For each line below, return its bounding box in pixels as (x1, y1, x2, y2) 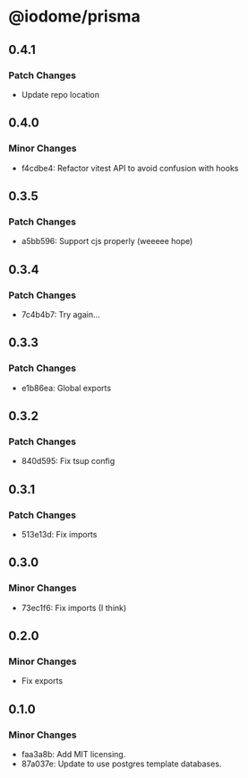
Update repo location (21, 89, 100, 100)
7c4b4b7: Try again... (21, 309, 100, 319)
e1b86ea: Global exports (21, 382, 112, 393)
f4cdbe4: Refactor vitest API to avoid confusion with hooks (21, 162, 239, 173)
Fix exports (21, 676, 64, 686)
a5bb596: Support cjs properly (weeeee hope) (21, 236, 193, 247)
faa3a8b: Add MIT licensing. (21, 749, 126, 760)
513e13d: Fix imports (21, 529, 98, 539)
